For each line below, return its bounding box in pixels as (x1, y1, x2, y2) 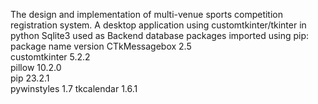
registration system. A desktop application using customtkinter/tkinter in (10, 19, 307, 31)
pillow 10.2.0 (10, 62, 62, 73)
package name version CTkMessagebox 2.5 (10, 40, 192, 52)
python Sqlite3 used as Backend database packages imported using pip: (10, 30, 310, 41)
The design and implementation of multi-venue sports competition (10, 9, 284, 20)
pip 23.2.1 (10, 72, 50, 84)
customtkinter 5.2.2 (10, 51, 91, 63)
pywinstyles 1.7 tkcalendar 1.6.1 (10, 83, 138, 94)
